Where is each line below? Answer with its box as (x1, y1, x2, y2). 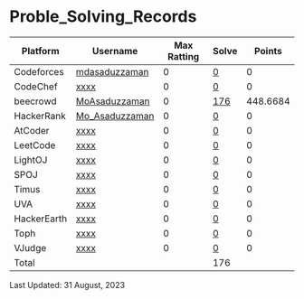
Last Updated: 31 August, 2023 (9, 279, 125, 290)
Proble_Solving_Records (9, 6, 197, 27)
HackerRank (14, 109, 66, 122)
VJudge (14, 241, 47, 254)
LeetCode (14, 138, 56, 151)
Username (91, 44, 138, 57)
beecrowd (14, 95, 57, 107)
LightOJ (14, 154, 48, 166)
